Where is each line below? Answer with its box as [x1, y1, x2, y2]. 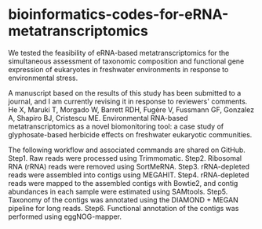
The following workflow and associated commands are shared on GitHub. [8, 145, 246, 154]
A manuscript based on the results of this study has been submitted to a [8, 88, 242, 97]
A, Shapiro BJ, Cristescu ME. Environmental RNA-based [8, 113, 188, 122]
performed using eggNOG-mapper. [8, 212, 122, 221]
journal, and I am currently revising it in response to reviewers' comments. [8, 96, 248, 106]
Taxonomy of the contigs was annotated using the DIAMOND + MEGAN [8, 194, 239, 205]
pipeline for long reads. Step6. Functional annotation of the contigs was [8, 203, 239, 213]
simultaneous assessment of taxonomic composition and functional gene [8, 56, 245, 66]
